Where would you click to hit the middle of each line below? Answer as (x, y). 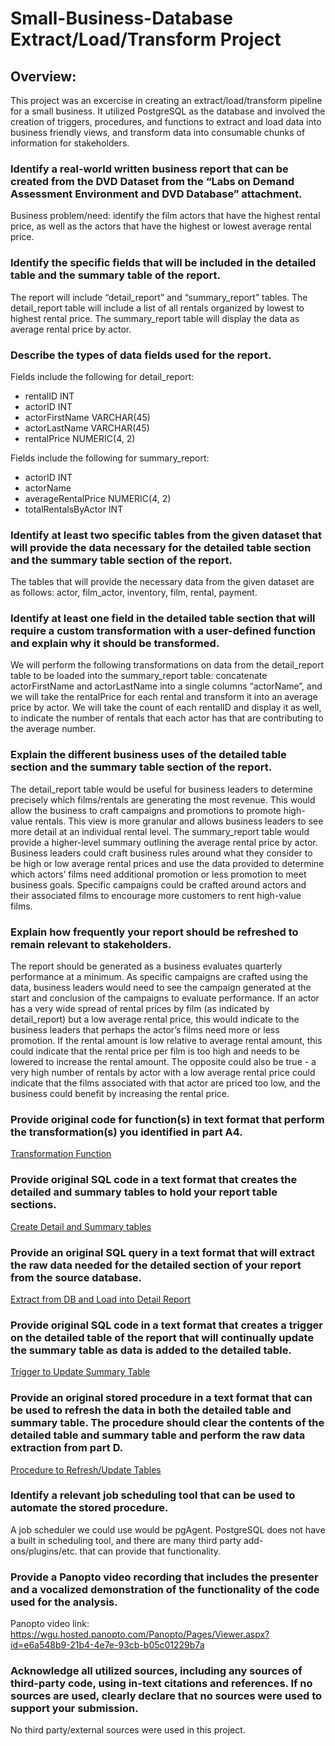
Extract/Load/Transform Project (146, 39)
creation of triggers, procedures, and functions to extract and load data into (166, 121)
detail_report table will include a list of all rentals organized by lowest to (157, 308)
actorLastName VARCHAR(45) (87, 428)
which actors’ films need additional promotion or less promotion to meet (158, 874)
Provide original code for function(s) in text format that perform (167, 1119)
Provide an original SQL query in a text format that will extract (163, 1252)
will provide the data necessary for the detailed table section (161, 547)
